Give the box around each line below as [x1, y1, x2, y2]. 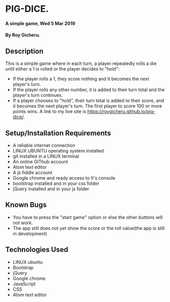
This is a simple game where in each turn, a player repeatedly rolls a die [5, 60, 157, 67]
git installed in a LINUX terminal [12, 153, 79, 159]
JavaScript [12, 281, 36, 287]
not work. [12, 220, 33, 226]
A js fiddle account [12, 169, 53, 176]
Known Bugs [5, 201, 47, 209]
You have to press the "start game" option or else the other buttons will [12, 214, 163, 220]
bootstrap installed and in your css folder [12, 180, 100, 186]
